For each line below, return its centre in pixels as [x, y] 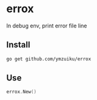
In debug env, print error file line [47, 26]
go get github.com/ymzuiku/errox [49, 59]
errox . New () [21, 92]
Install [18, 45]
